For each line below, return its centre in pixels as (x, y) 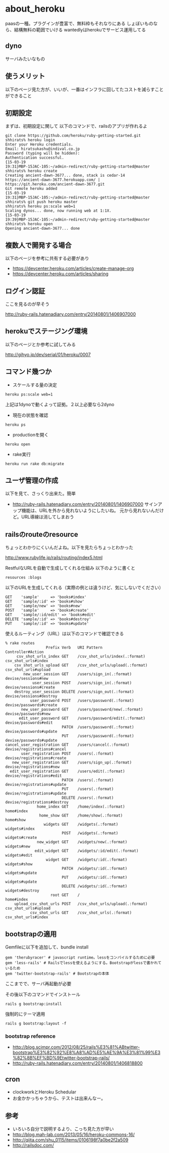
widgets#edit (19, 856)
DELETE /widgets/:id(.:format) (94, 886)
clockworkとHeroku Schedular (44, 1092)
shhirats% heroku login (30, 140)
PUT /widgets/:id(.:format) (94, 878)
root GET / (65, 895)
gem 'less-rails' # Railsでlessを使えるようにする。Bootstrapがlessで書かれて (83, 963)
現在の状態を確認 (30, 415)
